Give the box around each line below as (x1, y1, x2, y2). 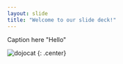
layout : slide (7, 10, 49, 17)
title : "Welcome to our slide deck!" (7, 17, 117, 23)
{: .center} (37, 49, 67, 57)
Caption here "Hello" (7, 35, 67, 43)
